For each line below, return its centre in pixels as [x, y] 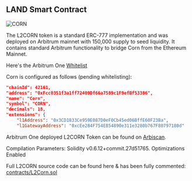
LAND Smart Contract [47, 10]
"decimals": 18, [26, 109]
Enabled [16, 155]
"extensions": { [26, 115]
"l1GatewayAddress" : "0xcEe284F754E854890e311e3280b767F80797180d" [100, 126]
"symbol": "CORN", [28, 104]
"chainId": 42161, [28, 88]
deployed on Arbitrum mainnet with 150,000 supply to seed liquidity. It [90, 41]
